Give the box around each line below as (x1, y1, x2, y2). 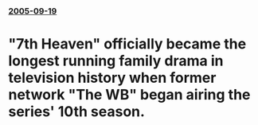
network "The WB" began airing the (8, 86, 251, 104)
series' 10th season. (8, 103, 146, 121)
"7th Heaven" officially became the (8, 35, 247, 53)
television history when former (8, 69, 217, 87)
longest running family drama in (8, 52, 224, 70)
